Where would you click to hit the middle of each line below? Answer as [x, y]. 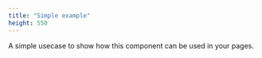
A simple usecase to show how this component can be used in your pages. [131, 45]
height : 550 [28, 23]
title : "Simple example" [49, 15]
